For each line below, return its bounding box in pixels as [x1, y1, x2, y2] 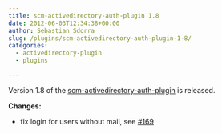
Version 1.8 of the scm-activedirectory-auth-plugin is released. [8, 85, 216, 95]
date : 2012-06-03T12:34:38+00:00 [8, 19, 120, 27]
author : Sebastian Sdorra [8, 26, 95, 35]
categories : [8, 42, 48, 50]
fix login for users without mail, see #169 [19, 116, 155, 126]
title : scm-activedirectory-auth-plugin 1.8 [8, 11, 159, 20]
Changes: [8, 101, 42, 111]
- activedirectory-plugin [15, 49, 103, 57]
